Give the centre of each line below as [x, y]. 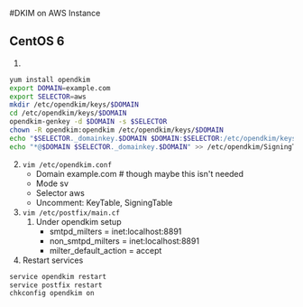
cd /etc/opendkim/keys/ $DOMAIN [68, 113]
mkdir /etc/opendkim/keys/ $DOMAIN [74, 105]
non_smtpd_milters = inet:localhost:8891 [124, 241]
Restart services [53, 260]
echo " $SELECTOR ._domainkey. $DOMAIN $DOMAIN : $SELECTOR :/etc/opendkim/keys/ [155, 138]
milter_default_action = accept [106, 250]
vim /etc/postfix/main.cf [71, 213]
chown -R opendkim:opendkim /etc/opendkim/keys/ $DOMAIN [116, 130]
